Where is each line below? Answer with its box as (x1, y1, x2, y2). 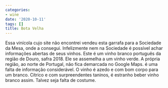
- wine (5, 12, 19, 17)
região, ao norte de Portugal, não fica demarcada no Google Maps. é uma (5, 61, 158, 67)
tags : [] (5, 21, 24, 27)
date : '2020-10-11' (5, 17, 46, 22)
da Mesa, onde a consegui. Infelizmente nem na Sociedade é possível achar (5, 45, 163, 51)
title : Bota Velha (5, 26, 44, 31)
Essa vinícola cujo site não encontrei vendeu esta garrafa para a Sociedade (5, 40, 161, 46)
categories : (5, 7, 30, 13)
